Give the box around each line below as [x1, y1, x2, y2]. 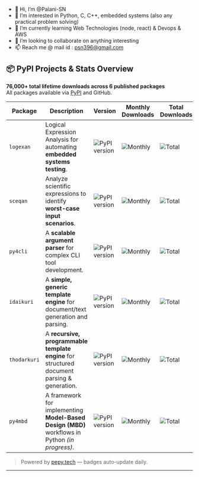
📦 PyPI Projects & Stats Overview [6, 64, 134, 74]
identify [45, 196, 67, 205]
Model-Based [45, 413, 86, 421]
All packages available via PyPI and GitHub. [6, 89, 113, 96]
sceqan [9, 198, 28, 204]
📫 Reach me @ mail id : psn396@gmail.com [14, 44, 124, 50]
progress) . [45, 443, 75, 451]
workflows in [45, 428, 81, 436]
